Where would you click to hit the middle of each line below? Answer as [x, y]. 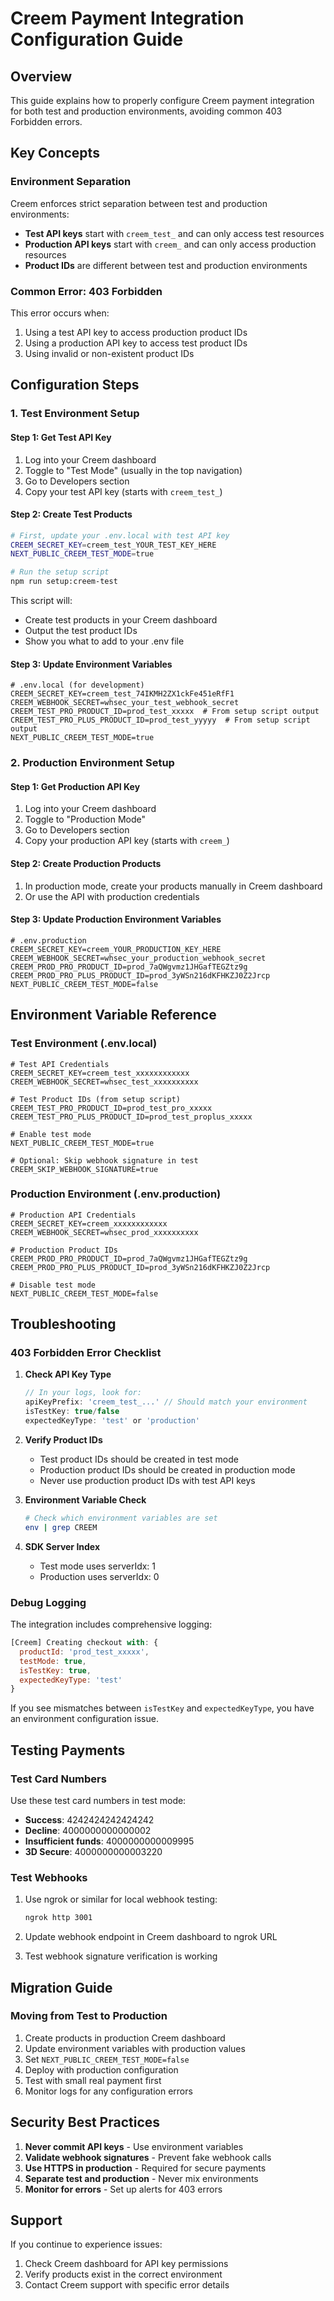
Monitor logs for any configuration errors [108, 2091]
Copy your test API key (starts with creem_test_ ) [123, 491]
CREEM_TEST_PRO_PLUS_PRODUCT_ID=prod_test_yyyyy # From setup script [160, 720]
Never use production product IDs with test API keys [147, 1480]
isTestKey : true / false [72, 1412]
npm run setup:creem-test [64, 582]
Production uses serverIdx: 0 [99, 1576]
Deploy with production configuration [101, 2069]
